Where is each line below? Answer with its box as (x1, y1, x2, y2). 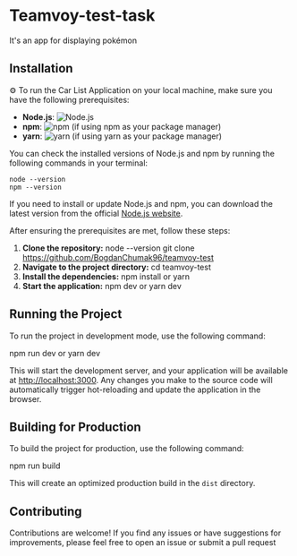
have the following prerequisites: (9, 94, 130, 105)
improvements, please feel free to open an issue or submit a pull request (9, 537, 276, 548)
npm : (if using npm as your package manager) (21, 121, 222, 132)
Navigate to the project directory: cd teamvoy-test (21, 261, 212, 272)
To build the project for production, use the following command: (9, 443, 244, 454)
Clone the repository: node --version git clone (21, 243, 195, 253)
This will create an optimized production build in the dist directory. (9, 478, 256, 489)
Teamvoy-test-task (9, 5, 156, 26)
